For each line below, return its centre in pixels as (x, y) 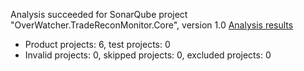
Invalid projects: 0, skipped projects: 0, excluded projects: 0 (148, 55)
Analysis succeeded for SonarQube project (99, 14)
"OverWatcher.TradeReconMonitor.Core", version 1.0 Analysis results (152, 25)
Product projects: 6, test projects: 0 (97, 44)
